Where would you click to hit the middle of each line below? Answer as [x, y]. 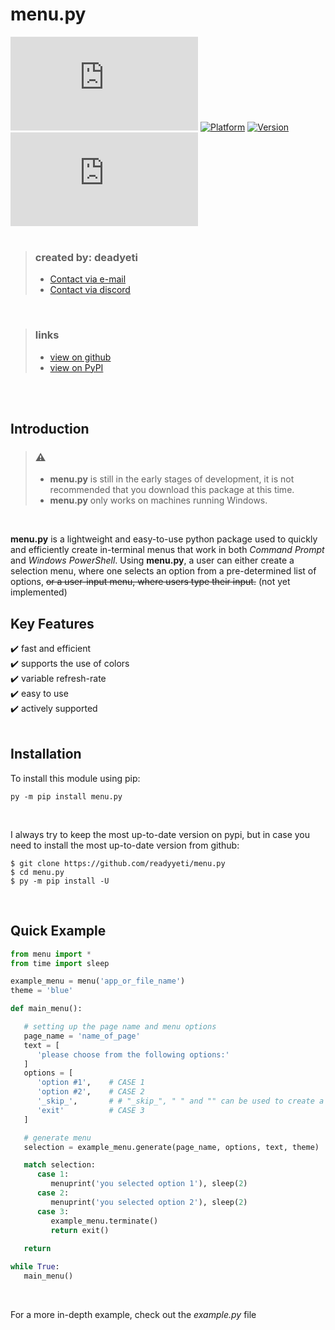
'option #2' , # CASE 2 [90, 1092]
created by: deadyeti [86, 257]
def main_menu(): [46, 1009]
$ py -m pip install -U [60, 881]
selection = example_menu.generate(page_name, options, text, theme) [171, 1147]
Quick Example [58, 931]
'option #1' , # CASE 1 [90, 1083]
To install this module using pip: [75, 778]
